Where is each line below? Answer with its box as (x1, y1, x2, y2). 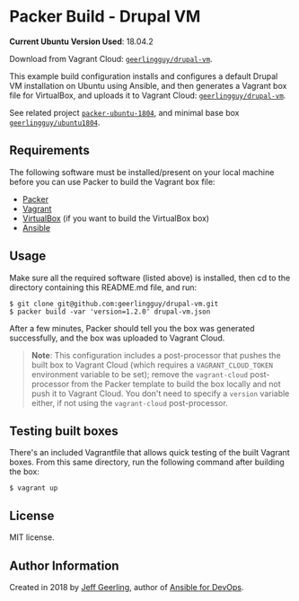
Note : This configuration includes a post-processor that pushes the (31, 349, 281, 360)
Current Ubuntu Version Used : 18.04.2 (9, 36, 154, 47)
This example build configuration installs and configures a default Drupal (9, 70, 278, 82)
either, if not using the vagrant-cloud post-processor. (31, 397, 229, 408)
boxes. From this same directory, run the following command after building (9, 456, 285, 468)
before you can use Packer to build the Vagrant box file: (9, 176, 215, 187)
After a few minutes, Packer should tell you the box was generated (9, 323, 255, 333)
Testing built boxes (9, 423, 119, 438)
